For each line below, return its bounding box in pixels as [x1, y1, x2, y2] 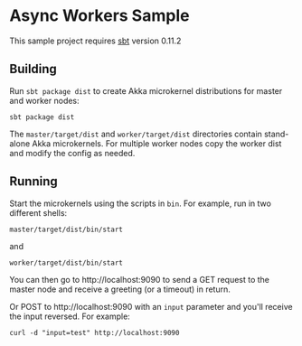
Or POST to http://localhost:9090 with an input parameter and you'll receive [9, 301, 293, 312]
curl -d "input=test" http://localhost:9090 [9, 328, 180, 337]
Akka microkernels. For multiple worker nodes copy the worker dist [32, 137, 282, 149]
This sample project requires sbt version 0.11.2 [9, 35, 182, 46]
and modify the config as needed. [9, 147, 136, 158]
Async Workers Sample [9, 5, 190, 26]
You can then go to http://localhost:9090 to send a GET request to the [9, 274, 269, 285]
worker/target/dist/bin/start [9, 258, 124, 267]
